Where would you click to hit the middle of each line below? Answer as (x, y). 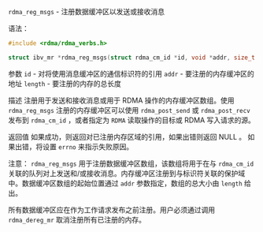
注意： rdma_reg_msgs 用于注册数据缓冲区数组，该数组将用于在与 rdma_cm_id (131, 163)
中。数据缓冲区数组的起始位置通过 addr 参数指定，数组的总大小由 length (125, 183)
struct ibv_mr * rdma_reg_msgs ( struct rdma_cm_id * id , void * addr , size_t (132, 58)
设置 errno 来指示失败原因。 (88, 146)
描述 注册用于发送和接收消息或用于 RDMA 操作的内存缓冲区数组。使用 (121, 100)
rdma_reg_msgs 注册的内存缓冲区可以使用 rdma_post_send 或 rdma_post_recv (129, 110)
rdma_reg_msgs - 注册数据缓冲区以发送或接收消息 (87, 11)
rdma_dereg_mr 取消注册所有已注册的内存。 (77, 219)
